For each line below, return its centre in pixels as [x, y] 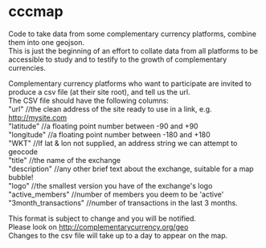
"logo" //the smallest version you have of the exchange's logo [110, 185]
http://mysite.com [38, 117]
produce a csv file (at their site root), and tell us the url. [99, 91]
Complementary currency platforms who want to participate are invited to [130, 83]
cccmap [36, 12]
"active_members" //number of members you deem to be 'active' [116, 194]
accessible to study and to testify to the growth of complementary [118, 59]
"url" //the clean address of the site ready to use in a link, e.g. [110, 109]
